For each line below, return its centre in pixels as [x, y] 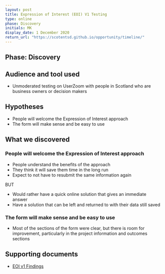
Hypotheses [24, 107]
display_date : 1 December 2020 [37, 33]
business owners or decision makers [50, 91]
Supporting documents [41, 254]
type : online [19, 19]
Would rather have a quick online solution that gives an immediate [79, 194]
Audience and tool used [42, 74]
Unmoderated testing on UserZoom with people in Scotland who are [82, 86]
